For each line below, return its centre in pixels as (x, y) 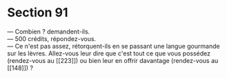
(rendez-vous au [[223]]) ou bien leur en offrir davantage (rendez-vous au (113, 60)
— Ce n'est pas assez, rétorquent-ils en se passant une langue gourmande (113, 46)
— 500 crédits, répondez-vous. (52, 38)
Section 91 (38, 13)
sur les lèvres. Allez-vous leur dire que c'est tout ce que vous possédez (109, 53)
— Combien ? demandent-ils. (49, 31)
